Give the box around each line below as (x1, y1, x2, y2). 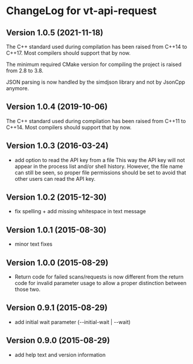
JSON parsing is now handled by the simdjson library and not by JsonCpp (6, 78, 185, 85)
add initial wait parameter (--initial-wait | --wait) (14, 318, 131, 325)
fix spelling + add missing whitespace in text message (14, 208, 146, 215)
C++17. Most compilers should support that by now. (6, 49, 131, 57)
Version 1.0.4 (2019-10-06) (6, 102, 108, 112)
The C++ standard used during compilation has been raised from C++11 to (6, 117, 187, 124)
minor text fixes (14, 240, 53, 248)
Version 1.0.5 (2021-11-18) (6, 28, 104, 38)
